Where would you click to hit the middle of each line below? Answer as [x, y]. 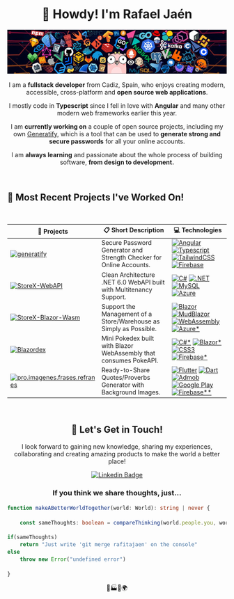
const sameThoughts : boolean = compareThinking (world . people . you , [118, 522]
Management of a [127, 314]
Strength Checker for [132, 257]
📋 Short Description [134, 230]
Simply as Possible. [129, 328]
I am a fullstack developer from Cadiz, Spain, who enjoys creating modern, [117, 85]
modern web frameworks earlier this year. [117, 113]
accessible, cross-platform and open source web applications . [117, 92]
